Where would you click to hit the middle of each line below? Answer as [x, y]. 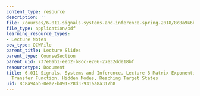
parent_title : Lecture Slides [44, 51]
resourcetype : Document [36, 67]
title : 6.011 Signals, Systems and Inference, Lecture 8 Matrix [87, 73]
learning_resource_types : [38, 34]
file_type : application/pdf [41, 28]
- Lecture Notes [26, 39]
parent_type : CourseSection [41, 56]
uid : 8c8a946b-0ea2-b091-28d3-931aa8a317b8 [61, 84]
